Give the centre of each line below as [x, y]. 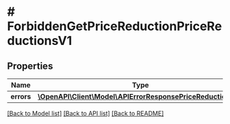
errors [21, 96]
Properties [30, 66]
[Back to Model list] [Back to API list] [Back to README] [86, 113]
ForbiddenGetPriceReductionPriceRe [115, 26]
